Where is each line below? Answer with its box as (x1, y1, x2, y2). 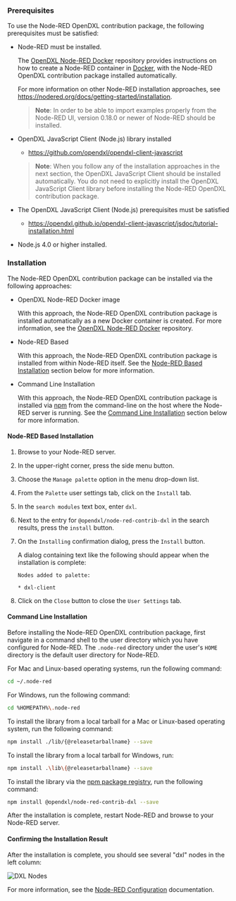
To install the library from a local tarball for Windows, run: (7, 751, 174, 759)
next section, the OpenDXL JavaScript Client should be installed (35, 170, 221, 178)
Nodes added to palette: (17, 571, 91, 579)
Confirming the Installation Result (7, 834, 108, 843)
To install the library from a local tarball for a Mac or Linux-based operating (7, 717, 225, 726)
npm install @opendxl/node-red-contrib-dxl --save (7, 798, 159, 805)
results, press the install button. (17, 523, 115, 532)
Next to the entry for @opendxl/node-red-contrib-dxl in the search (17, 516, 210, 524)
